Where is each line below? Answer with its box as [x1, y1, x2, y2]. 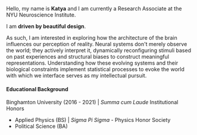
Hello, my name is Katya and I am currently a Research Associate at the [6, 5, 182, 12]
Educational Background [6, 85, 68, 92]
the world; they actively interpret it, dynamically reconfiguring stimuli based [6, 47, 192, 54]
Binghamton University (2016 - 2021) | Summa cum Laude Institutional [6, 99, 179, 106]
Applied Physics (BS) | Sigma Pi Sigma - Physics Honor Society [14, 117, 171, 124]
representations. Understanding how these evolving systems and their [6, 59, 179, 66]
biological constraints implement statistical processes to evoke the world [6, 66, 185, 73]
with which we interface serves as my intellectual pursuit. [6, 72, 147, 79]
